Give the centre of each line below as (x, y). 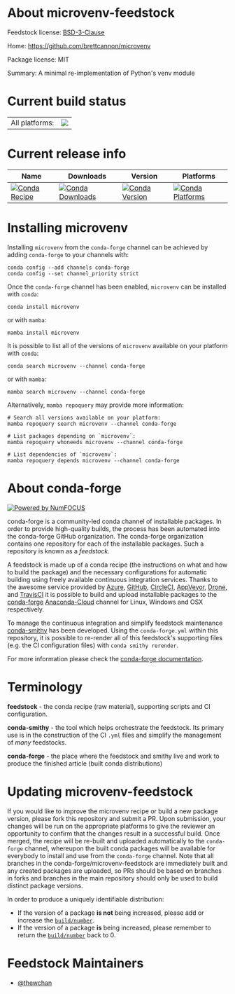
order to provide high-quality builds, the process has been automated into (114, 529)
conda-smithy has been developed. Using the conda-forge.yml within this (113, 630)
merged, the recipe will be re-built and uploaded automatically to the (106, 841)
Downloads (87, 176)
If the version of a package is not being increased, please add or (111, 913)
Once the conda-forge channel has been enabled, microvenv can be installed (117, 287)
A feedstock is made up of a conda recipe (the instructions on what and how (117, 565)
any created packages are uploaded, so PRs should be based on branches (115, 871)
